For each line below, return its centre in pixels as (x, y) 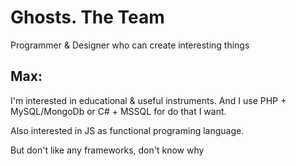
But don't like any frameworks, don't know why (107, 150)
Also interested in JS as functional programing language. (127, 130)
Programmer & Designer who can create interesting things (130, 45)
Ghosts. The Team (87, 17)
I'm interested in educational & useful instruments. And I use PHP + (148, 100)
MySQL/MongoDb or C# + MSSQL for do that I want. (118, 111)
